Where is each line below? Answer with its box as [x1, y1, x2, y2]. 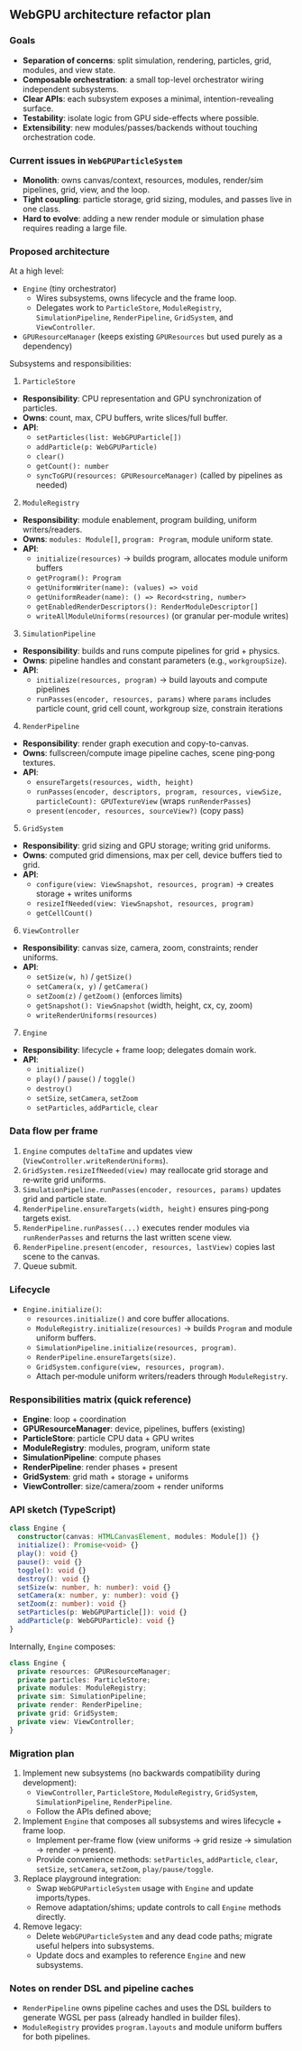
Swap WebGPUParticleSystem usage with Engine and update [35, 1883, 254, 1894]
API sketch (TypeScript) [9, 1504, 116, 1516]
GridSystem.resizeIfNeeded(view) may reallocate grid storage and [22, 1164, 269, 1175]
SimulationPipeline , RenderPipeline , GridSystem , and [35, 312, 233, 323]
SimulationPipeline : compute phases [22, 1452, 161, 1463]
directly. [35, 1912, 67, 1923]
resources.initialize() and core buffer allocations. [35, 1313, 230, 1324]
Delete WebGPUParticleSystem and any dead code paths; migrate [35, 1931, 273, 1942]
